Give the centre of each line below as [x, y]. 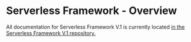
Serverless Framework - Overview [92, 11]
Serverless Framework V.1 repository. [51, 33]
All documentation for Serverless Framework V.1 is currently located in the [95, 27]
